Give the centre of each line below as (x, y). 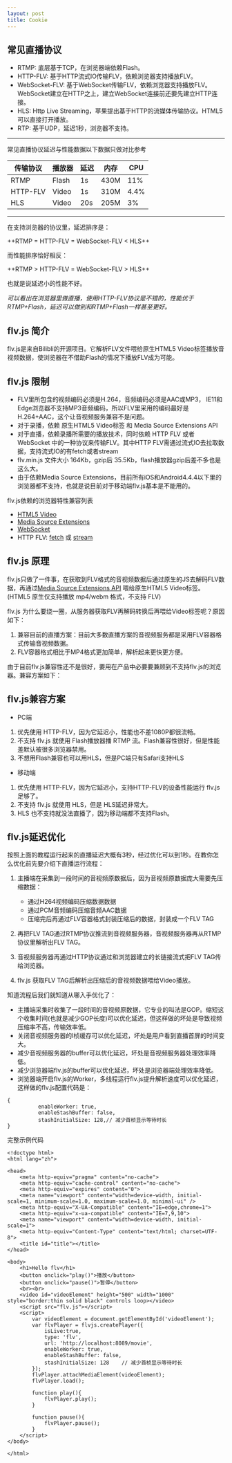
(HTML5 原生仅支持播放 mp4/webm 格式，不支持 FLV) (84, 597)
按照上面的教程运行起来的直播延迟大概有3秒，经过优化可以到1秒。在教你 (110, 855)
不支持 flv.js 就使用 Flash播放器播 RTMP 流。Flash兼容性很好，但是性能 (118, 740)
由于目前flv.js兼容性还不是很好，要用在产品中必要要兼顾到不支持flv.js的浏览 (114, 666)
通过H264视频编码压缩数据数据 (72, 902)
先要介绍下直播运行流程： (67, 864)
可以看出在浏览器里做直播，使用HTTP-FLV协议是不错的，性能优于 (101, 298)
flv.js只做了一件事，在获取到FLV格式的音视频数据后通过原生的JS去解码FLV (113, 579)
